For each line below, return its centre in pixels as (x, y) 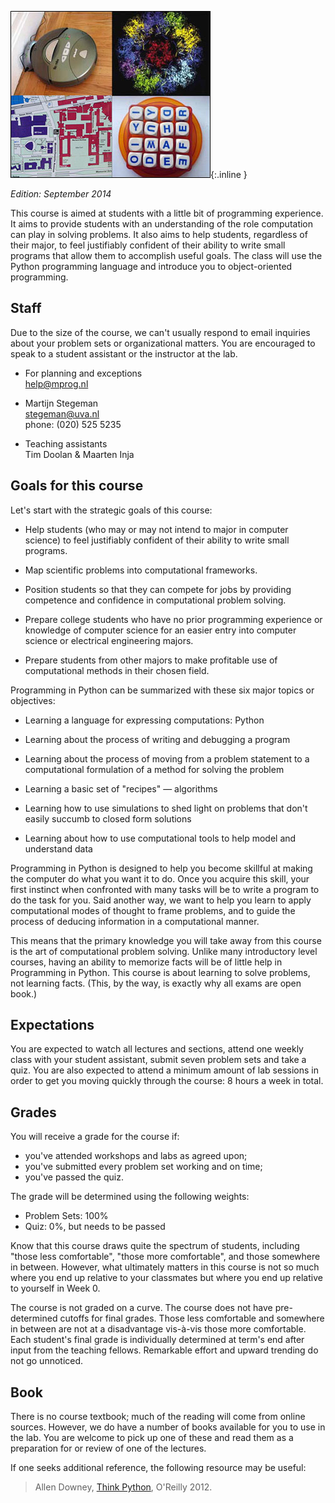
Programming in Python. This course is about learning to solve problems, (160, 972)
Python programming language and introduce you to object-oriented (151, 266)
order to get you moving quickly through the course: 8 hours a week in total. (167, 1081)
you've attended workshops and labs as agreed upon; (136, 1156)
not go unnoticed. (47, 1361)
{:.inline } (229, 174)
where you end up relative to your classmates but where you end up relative (166, 1278)
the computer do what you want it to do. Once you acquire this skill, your (160, 878)
